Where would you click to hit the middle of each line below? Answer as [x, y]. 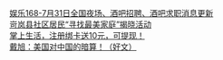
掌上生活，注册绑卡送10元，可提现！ [77, 35]
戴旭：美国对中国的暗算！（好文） [73, 47]
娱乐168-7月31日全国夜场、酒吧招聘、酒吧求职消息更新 [111, 13]
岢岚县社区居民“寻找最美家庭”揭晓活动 [81, 24]
